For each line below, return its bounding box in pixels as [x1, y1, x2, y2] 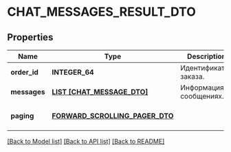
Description [186, 52, 227, 61]
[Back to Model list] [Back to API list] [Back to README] [7, 138, 165, 145]
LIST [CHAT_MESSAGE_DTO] [51, 87, 148, 97]
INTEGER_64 [51, 68, 94, 77]
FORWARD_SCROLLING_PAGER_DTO [51, 111, 174, 121]
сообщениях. [179, 92, 225, 101]
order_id [10, 68, 39, 77]
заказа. [179, 72, 205, 81]
